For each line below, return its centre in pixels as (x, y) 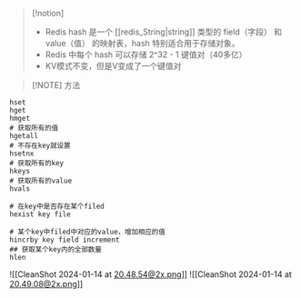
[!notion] (48, 13)
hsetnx (22, 154)
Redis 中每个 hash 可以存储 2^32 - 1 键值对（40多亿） (146, 55)
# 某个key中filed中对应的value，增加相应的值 (87, 232)
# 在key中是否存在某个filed (57, 206)
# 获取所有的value (41, 181)
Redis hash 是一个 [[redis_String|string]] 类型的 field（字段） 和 (163, 32)
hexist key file (40, 214)
